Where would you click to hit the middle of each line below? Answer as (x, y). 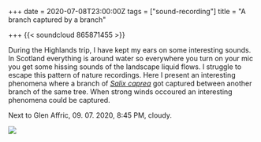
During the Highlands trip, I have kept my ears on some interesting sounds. (130, 50)
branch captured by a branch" (57, 20)
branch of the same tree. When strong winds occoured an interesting (120, 92)
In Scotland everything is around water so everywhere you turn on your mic (131, 58)
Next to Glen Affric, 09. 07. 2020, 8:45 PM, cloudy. (90, 115)
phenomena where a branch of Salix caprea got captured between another (130, 83)
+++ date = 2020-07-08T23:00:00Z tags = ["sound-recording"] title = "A (127, 11)
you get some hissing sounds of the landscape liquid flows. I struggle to (125, 67)
